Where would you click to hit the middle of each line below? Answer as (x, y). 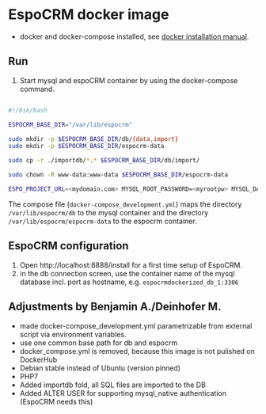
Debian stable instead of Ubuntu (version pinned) (100, 368)
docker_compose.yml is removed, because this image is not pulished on (137, 351)
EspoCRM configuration (68, 246)
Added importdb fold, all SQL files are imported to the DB (112, 385)
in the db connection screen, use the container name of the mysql (127, 273)
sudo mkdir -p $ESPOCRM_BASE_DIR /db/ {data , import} (93, 139)
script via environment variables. (73, 334)
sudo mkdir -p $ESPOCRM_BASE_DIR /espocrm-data (86, 146)
